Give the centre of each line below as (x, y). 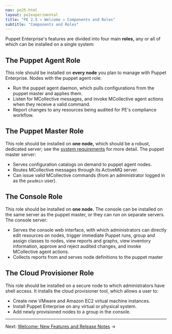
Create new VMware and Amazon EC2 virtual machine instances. (81, 301)
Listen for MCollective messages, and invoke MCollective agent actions (88, 99)
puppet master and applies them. (48, 94)
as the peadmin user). (35, 181)
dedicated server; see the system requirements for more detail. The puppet (85, 149)
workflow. (23, 115)
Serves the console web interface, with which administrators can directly (90, 230)
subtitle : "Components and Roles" (42, 24)
